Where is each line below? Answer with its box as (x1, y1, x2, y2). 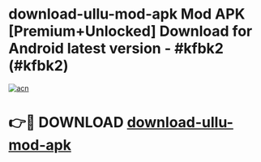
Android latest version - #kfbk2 (8, 40, 225, 58)
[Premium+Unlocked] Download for (8, 22, 253, 40)
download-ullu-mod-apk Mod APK (8, 5, 246, 23)
